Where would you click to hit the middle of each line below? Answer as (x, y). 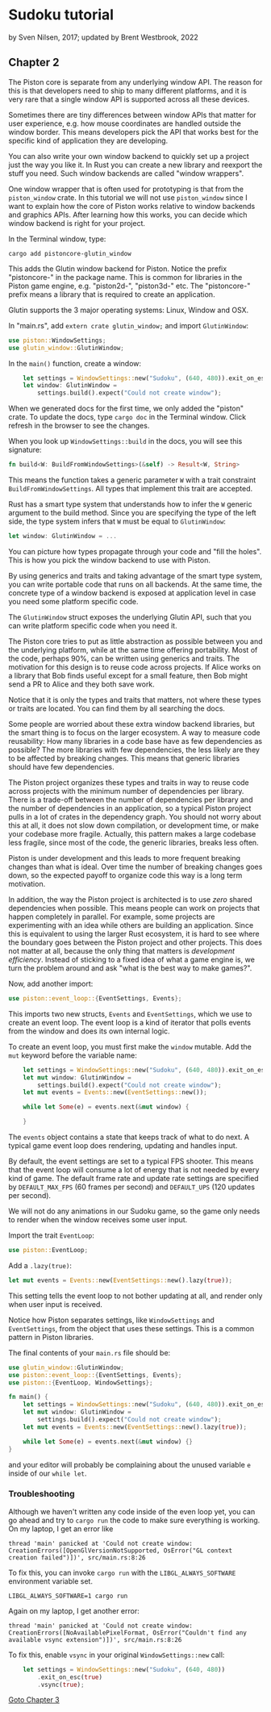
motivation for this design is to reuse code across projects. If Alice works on (135, 666)
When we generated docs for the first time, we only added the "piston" (126, 408)
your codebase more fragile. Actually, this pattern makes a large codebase (132, 833)
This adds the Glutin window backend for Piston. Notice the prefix (118, 269)
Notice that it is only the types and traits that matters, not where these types (135, 699)
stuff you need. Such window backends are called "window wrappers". (126, 173)
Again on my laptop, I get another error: (74, 1610)
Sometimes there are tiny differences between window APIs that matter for (132, 115)
